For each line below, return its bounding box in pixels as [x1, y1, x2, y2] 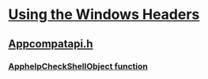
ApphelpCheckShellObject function [8, 61, 148, 72]
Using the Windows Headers [8, 6, 200, 24]
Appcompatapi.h [8, 37, 93, 51]
